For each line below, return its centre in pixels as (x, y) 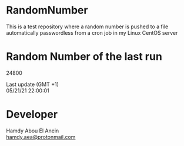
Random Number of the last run (84, 57)
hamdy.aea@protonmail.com (41, 137)
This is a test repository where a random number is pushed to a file (87, 26)
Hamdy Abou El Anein (33, 131)
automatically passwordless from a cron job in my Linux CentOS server (92, 32)
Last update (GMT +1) (32, 84)
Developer (32, 115)
